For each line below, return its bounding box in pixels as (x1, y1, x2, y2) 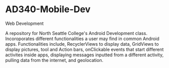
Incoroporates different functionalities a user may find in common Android (5, 36, 159, 42)
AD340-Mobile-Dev (5, 4, 91, 15)
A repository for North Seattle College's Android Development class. (5, 30, 148, 36)
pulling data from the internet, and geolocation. (5, 57, 104, 63)
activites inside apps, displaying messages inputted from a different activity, (5, 52, 164, 58)
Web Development (5, 20, 44, 26)
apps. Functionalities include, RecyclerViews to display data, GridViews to (5, 41, 159, 47)
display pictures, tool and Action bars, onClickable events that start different (5, 46, 164, 52)
